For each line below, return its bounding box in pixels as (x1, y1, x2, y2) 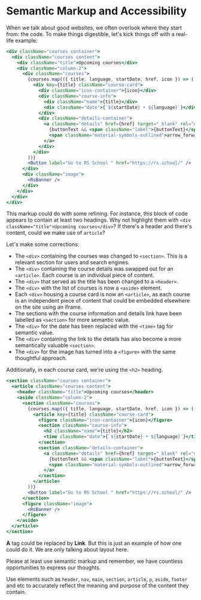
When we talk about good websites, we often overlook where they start (6, 24, 182, 31)
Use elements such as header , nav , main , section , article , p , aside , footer (6, 575, 188, 583)
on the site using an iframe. (14, 303, 83, 311)
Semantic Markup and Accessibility (6, 4, 187, 18)
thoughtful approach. (14, 354, 67, 362)
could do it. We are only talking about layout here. (6, 545, 129, 553)
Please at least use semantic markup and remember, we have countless (6, 557, 183, 565)
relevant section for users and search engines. (14, 259, 130, 266)
